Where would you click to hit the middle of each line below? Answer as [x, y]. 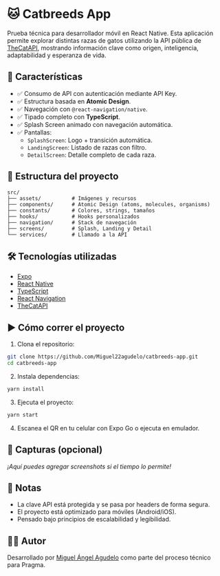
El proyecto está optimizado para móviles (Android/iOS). [97, 512]
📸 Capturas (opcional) [55, 450]
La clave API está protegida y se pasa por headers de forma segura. [113, 505]
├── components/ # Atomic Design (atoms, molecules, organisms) [109, 204]
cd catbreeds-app [32, 364]
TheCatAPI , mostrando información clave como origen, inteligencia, [103, 48]
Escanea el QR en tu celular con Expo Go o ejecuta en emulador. [108, 428]
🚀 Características [45, 77]
